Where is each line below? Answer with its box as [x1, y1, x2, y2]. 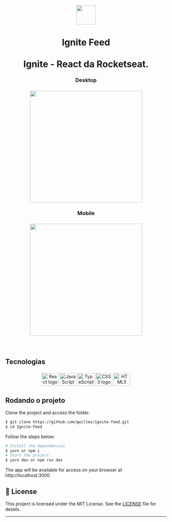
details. [5, 506, 21, 512]
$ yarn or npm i [5, 448, 40, 453]
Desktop [75, 77, 97, 84]
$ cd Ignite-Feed [5, 424, 42, 429]
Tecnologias [5, 358, 46, 366]
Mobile [77, 209, 95, 216]
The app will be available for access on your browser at [5, 467, 122, 473]
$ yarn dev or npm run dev [5, 458, 63, 463]
